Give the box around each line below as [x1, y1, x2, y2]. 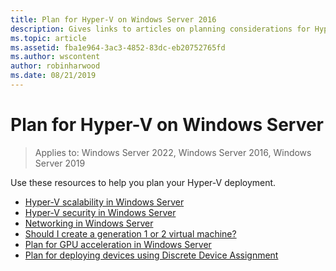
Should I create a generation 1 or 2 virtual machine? [24, 227, 237, 240]
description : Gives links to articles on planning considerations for [10, 24, 311, 34]
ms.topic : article [10, 33, 87, 43]
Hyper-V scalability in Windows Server [24, 196, 185, 208]
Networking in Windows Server [24, 217, 154, 229]
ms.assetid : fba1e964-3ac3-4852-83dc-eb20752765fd [10, 42, 226, 53]
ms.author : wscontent [10, 52, 101, 62]
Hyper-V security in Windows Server [24, 206, 177, 218]
